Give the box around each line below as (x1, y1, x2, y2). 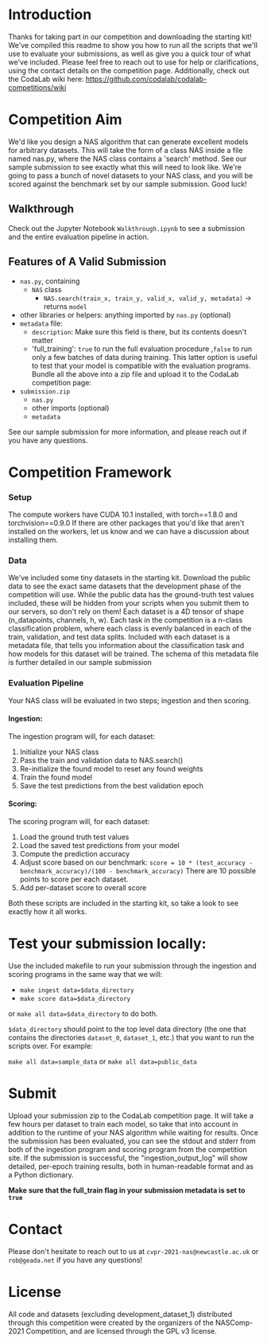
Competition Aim (8, 111, 122, 129)
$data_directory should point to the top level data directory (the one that (8, 1024, 246, 1033)
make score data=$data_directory (19, 994, 131, 1002)
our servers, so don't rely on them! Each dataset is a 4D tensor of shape (8, 607, 245, 616)
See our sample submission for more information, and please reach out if (8, 427, 248, 436)
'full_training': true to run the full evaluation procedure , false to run (31, 344, 253, 354)
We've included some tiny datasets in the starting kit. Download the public (8, 573, 251, 583)
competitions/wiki (8, 82, 67, 92)
